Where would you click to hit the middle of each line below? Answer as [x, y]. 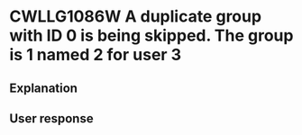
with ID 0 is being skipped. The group [151, 36]
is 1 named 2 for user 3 [96, 55]
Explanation [44, 88]
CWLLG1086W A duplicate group [136, 17]
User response [51, 118]
